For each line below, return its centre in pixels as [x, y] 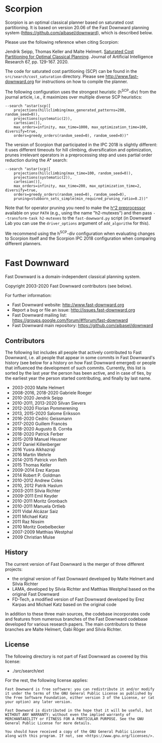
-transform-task [21, 218]
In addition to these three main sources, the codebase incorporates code [78, 614]
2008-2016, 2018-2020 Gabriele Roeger [52, 393]
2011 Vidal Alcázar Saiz [35, 511]
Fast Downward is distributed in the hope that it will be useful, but [79, 710]
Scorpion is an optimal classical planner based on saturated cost [69, 22]
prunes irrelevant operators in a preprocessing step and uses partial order [79, 155]
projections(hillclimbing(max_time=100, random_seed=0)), [73, 173]
